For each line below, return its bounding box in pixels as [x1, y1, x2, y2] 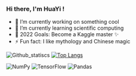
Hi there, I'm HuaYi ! [6, 5, 65, 13]
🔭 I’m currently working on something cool [14, 18, 119, 26]
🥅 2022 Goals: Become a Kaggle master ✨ [14, 31, 119, 38]
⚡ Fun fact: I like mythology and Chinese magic [14, 38, 131, 45]
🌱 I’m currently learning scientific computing [14, 24, 124, 31]
